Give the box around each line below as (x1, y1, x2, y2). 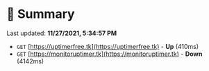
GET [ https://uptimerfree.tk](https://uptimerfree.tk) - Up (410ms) (16, 42, 199, 50)
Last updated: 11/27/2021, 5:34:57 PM (6, 29, 117, 37)
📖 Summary (6, 6, 75, 22)
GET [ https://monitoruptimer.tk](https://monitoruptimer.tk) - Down (16, 50, 203, 58)
